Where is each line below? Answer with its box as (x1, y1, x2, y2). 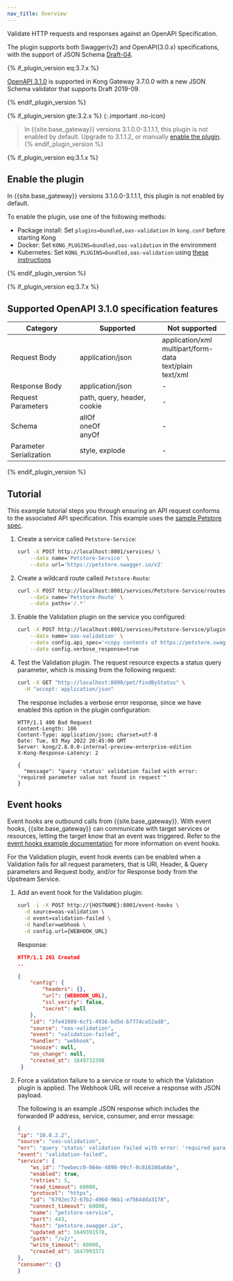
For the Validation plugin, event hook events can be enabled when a (7, 853, 201, 861)
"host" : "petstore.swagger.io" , (30, 1222, 123, 1229)
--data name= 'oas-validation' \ (30, 632, 123, 640)
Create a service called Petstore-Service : (17, 535, 137, 543)
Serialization (10, 450, 51, 460)
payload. (17, 1090, 43, 1099)
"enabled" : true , (30, 1170, 80, 1177)
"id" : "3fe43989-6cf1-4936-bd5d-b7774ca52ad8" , (30, 1018, 170, 1025)
